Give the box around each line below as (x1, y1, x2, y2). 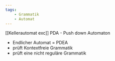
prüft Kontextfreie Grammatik (12, 45, 73, 51)
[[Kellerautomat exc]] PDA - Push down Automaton (5, 30, 110, 36)
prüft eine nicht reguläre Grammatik (12, 50, 86, 56)
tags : (5, 7, 17, 12)
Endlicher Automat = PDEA (12, 40, 68, 46)
